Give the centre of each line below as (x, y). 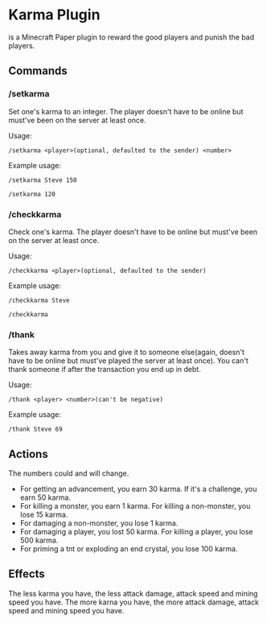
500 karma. (39, 540)
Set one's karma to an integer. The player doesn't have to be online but (126, 111)
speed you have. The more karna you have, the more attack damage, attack (134, 602)
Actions (28, 454)
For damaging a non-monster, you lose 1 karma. (99, 523)
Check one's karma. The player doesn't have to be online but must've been (133, 232)
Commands (38, 71)
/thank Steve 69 (35, 429)
